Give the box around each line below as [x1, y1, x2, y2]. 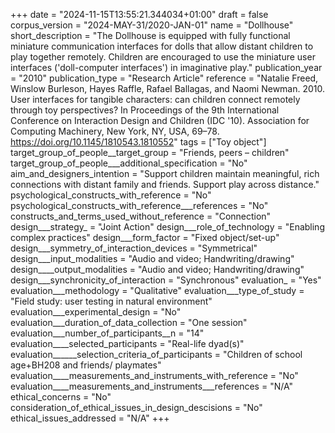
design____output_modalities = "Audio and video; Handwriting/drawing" [10, 264, 305, 275]
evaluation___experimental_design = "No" [10, 306, 182, 318]
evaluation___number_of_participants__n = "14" [10, 327, 205, 339]
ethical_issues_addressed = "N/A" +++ [10, 412, 170, 424]
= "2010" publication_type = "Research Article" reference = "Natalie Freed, [10, 72, 319, 84]
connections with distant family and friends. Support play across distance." [10, 179, 320, 190]
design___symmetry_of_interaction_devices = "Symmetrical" [10, 242, 258, 254]
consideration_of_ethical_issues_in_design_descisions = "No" [10, 402, 263, 413]
